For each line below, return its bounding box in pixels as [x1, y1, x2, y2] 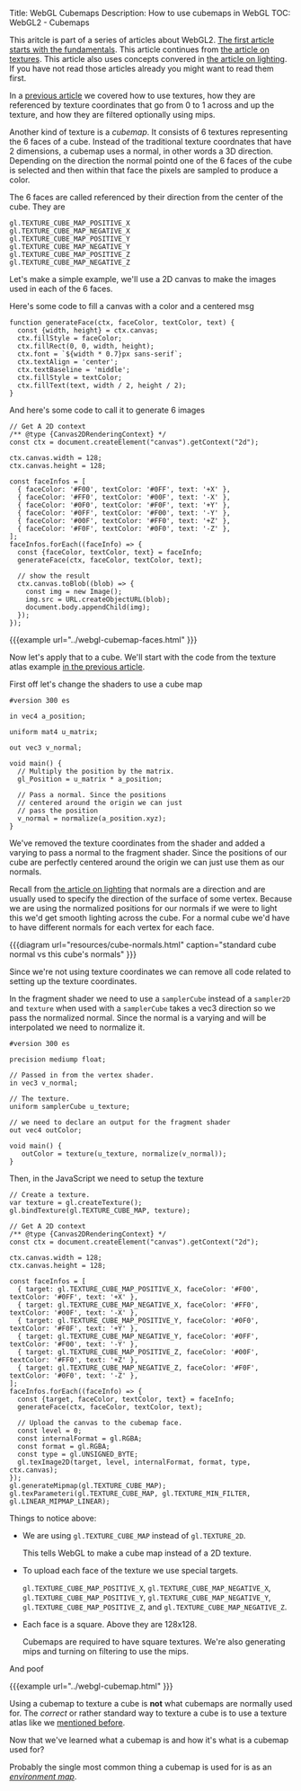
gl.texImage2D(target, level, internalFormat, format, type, [17, 1458, 252, 1467]
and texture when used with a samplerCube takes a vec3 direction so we [9, 1003, 276, 1014]
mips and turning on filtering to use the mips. [22, 1646, 189, 1656]
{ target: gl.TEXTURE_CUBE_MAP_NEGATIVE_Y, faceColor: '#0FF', [17, 1332, 259, 1341]
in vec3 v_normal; [9, 1078, 78, 1087]
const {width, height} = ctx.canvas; [17, 326, 159, 335]
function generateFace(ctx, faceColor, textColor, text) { [9, 318, 235, 327]
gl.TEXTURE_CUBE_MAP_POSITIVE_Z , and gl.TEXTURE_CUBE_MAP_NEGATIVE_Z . [22, 1601, 288, 1612]
